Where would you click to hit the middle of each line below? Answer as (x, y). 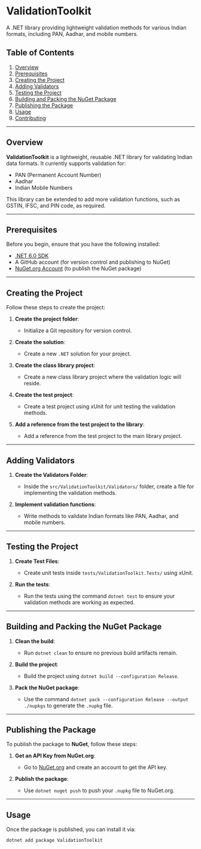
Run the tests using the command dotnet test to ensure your (99, 596)
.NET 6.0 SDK (32, 256)
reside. (32, 384)
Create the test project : (44, 395)
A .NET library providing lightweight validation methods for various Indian (96, 28)
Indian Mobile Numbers (44, 187)
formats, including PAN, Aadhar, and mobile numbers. (72, 34)
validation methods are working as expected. (79, 602)
